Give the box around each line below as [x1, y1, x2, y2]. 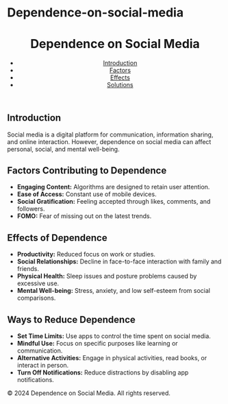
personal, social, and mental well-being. [7, 145, 120, 153]
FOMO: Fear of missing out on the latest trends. [16, 212, 152, 220]
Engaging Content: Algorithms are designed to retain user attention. [16, 183, 210, 191]
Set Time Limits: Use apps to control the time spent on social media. [16, 331, 211, 340]
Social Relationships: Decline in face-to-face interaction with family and [16, 257, 222, 265]
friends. [16, 265, 40, 273]
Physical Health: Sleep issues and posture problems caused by [16, 272, 197, 281]
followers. [16, 204, 45, 213]
